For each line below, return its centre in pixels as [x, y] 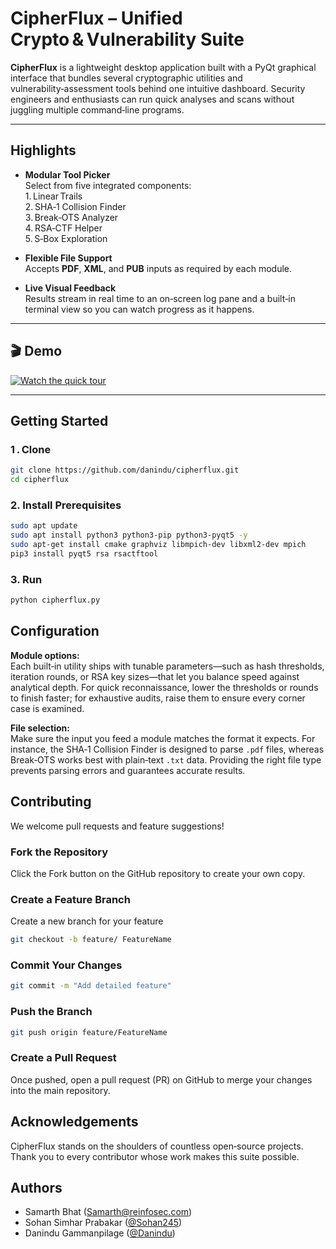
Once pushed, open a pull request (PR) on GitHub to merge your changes [161, 1079]
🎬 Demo [36, 351]
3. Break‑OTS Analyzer [71, 217]
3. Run [26, 579]
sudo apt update [44, 526]
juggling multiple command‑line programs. [97, 109]
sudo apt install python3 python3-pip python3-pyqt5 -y [129, 535]
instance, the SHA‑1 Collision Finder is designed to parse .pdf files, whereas [167, 749]
